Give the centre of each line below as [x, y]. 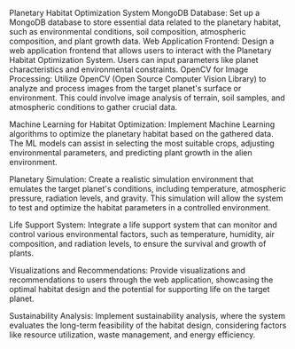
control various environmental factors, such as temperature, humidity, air [142, 234]
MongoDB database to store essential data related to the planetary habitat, [145, 22]
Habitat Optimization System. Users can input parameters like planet [134, 60]
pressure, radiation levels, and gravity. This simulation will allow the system [146, 198]
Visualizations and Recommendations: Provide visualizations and [128, 270]
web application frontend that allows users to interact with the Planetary [140, 51]
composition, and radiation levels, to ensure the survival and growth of [138, 244]
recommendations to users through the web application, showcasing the [141, 280]
